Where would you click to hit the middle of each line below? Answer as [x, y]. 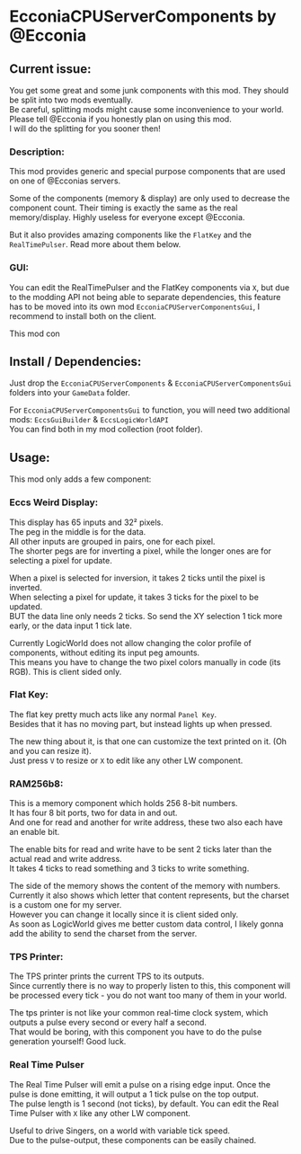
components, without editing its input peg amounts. [105, 652]
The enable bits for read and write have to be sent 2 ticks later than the [141, 849]
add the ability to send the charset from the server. [103, 934]
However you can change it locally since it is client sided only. [124, 915]
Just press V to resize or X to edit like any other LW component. [126, 760]
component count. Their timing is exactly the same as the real [124, 208]
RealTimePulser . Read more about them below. [95, 244]
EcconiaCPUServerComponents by [143, 17]
